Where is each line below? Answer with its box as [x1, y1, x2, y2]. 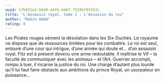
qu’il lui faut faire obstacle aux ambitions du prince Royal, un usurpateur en [5, 67, 160, 73]
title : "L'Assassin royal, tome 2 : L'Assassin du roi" [5, 12, 124, 17]
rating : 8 [5, 21, 26, 26]
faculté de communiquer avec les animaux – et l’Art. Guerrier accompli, [5, 56, 151, 62]
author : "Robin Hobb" [5, 16, 51, 21]
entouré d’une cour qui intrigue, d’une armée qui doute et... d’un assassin [5, 45, 156, 51]
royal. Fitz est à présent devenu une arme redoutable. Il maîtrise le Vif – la [5, 51, 157, 57]
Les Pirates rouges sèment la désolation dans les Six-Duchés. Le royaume [5, 35, 158, 41]
